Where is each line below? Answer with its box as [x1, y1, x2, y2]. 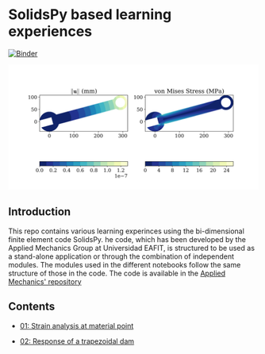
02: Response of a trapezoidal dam [19, 336, 135, 346]
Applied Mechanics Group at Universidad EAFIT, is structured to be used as [8, 243, 255, 252]
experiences [8, 22, 93, 40]
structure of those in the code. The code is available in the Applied [8, 268, 226, 278]
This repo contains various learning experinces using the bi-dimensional [8, 226, 244, 236]
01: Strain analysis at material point [19, 321, 134, 330]
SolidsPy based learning [8, 6, 172, 24]
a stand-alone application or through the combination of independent [8, 252, 235, 261]
